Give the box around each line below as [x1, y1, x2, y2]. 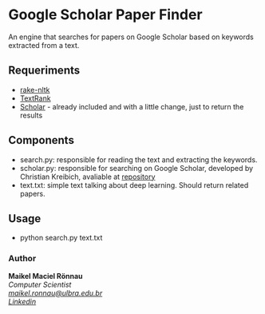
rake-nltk [19, 85, 50, 94]
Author [8, 253, 37, 264]
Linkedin [8, 296, 37, 306]
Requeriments [8, 64, 81, 78]
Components [8, 133, 74, 147]
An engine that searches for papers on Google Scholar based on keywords [8, 32, 254, 42]
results [19, 110, 43, 120]
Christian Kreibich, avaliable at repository [19, 172, 156, 181]
